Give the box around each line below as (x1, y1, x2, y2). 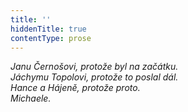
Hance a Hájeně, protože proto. (10, 82, 141, 94)
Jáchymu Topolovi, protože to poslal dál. (10, 71, 179, 83)
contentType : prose (10, 33, 92, 43)
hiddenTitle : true (10, 24, 87, 34)
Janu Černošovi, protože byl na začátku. (10, 61, 179, 73)
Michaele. (10, 92, 52, 105)
